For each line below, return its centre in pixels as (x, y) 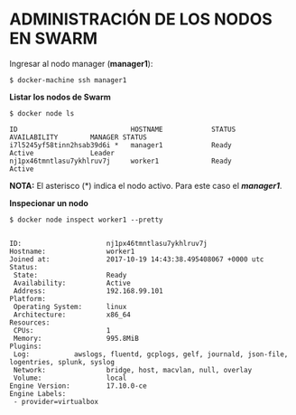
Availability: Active (72, 283)
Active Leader (62, 153)
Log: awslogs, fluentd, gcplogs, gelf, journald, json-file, (151, 354)
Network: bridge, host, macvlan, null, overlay (133, 370)
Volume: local (70, 378)
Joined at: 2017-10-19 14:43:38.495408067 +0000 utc (137, 259)
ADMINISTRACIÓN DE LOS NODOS (141, 19)
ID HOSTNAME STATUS (123, 129)
